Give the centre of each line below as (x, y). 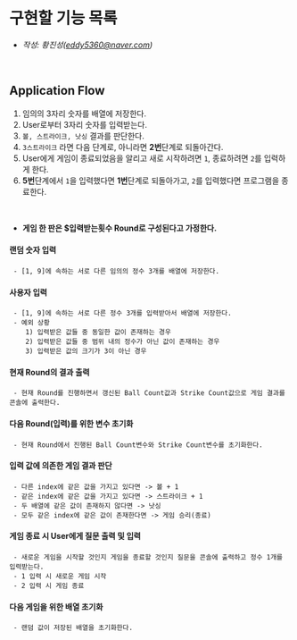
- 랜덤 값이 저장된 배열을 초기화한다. (73, 628)
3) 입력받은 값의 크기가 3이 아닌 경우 (86, 351)
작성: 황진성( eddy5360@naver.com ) (87, 45)
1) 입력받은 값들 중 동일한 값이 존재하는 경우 (98, 333)
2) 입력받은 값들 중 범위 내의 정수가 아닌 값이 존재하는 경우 (123, 342)
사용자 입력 (28, 292)
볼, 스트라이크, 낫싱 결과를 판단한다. (83, 136)
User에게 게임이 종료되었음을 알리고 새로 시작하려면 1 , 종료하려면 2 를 (142, 158)
